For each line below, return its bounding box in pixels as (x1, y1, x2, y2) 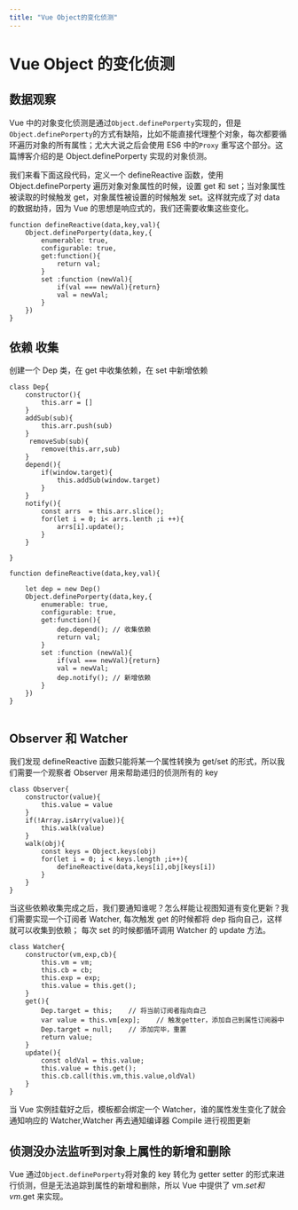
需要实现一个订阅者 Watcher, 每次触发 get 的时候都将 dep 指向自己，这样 (16, 913, 283, 924)
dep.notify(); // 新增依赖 (56, 674, 152, 683)
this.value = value (41, 801, 114, 810)
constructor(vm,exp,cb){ (25, 951, 117, 960)
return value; (41, 1033, 93, 1042)
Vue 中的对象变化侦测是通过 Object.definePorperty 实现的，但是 (9, 117, 242, 128)
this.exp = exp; (41, 974, 101, 983)
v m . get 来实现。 (9, 1191, 68, 1202)
